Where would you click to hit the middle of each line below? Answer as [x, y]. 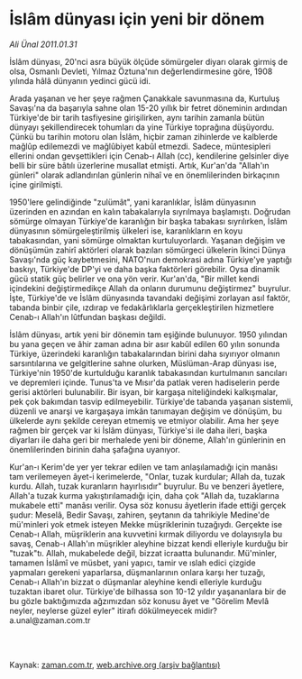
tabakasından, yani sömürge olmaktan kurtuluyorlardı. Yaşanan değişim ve [147, 240]
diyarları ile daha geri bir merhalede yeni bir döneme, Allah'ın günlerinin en [147, 440]
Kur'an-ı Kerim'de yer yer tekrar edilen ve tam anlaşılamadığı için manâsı [143, 467]
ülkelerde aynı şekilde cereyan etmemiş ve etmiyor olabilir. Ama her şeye [144, 420]
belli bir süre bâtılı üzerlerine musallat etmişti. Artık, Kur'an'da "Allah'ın [139, 165]
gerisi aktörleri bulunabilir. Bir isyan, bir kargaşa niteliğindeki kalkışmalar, [144, 391]
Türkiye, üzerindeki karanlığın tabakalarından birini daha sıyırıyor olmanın [145, 353]
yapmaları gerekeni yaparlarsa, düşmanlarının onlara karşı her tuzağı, [137, 572]
